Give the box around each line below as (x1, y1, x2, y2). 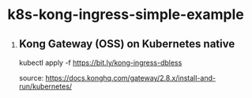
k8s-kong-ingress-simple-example (7, 6, 244, 24)
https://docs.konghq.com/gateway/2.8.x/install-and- (45, 73, 216, 82)
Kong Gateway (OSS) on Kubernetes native (18, 37, 235, 51)
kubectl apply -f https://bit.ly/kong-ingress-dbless (18, 58, 182, 67)
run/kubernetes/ (18, 81, 73, 91)
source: (18, 73, 44, 82)
